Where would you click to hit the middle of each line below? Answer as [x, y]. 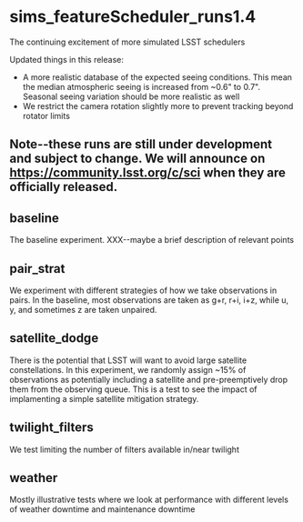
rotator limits [46, 115]
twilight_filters [51, 428]
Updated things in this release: [67, 59]
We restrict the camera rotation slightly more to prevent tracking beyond [158, 105]
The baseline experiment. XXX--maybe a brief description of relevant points [151, 240]
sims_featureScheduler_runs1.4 [133, 17]
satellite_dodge [54, 338]
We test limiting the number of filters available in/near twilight [124, 449]
